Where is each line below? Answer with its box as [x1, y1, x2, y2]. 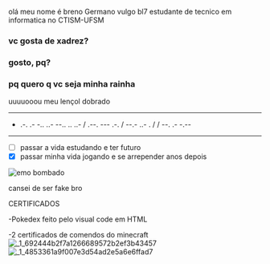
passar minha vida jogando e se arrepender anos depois [19, 152, 207, 161]
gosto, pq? [8, 56, 51, 67]
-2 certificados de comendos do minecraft [8, 230, 149, 240]
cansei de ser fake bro [8, 184, 83, 193]
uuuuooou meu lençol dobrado [8, 96, 111, 107]
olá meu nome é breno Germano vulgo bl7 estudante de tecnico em [8, 7, 232, 16]
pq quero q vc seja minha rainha [8, 78, 136, 89]
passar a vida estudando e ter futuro [19, 143, 141, 152]
